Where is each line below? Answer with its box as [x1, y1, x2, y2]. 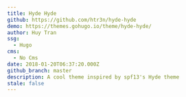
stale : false [7, 80, 45, 87]
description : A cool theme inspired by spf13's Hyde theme [7, 73, 180, 81]
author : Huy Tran [7, 29, 57, 36]
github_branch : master [7, 67, 72, 74]
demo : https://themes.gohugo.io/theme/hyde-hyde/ [7, 23, 152, 29]
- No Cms [13, 55, 38, 61]
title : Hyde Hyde [7, 10, 57, 17]
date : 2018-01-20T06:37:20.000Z [7, 61, 100, 68]
